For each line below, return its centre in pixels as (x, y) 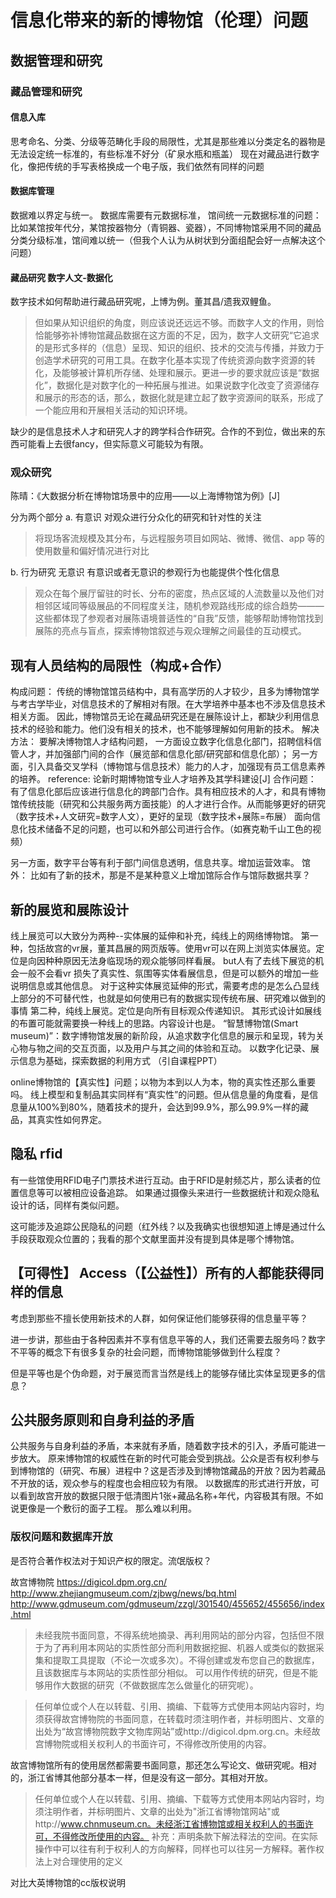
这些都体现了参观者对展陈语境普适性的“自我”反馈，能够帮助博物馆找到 (179, 618)
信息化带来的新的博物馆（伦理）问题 (159, 20)
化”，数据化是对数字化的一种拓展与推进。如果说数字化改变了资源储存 (177, 385)
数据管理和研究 (56, 60)
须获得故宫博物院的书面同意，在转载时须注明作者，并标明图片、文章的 (179, 1718)
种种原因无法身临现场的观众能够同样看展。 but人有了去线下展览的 (180, 961)
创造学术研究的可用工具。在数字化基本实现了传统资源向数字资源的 (170, 360)
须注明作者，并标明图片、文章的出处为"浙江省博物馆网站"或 (157, 1811)
